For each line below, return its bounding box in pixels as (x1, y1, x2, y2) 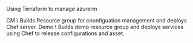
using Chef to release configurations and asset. (6, 30, 125, 37)
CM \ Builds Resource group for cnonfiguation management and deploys (6, 17, 188, 24)
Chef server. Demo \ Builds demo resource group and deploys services (6, 24, 183, 30)
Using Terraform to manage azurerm (6, 5, 98, 12)
